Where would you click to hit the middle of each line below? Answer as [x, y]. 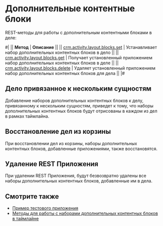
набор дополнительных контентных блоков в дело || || [62, 52]
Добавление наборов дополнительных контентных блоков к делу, [74, 100]
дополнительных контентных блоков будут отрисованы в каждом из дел [81, 111]
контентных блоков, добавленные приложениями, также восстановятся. [81, 149]
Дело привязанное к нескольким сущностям [78, 89]
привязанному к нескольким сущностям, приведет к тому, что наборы [79, 105]
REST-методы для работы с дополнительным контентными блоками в [79, 32]
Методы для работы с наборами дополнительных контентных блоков [85, 213]
